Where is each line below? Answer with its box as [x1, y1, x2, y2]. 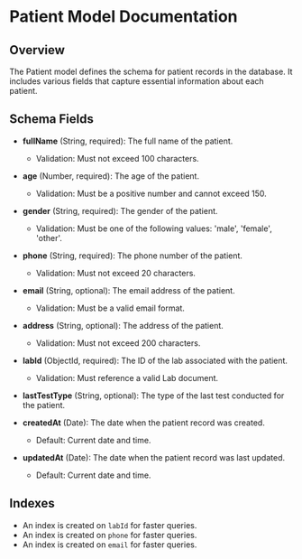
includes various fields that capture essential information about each [9, 76, 264, 87]
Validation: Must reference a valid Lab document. [35, 372, 219, 383]
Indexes [9, 496, 56, 511]
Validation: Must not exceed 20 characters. [35, 267, 197, 278]
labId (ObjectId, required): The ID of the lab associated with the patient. [22, 355, 288, 366]
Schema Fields [9, 111, 95, 127]
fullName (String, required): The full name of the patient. [22, 135, 233, 146]
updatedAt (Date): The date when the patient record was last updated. [22, 452, 286, 462]
